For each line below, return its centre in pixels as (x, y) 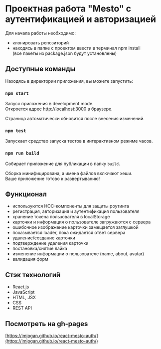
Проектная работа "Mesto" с (68, 9)
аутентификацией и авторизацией (81, 19)
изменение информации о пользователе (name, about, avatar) (78, 254)
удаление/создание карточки (44, 238)
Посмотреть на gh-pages (47, 324)
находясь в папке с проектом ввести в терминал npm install (76, 48)
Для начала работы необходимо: (41, 33)
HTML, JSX (24, 298)
